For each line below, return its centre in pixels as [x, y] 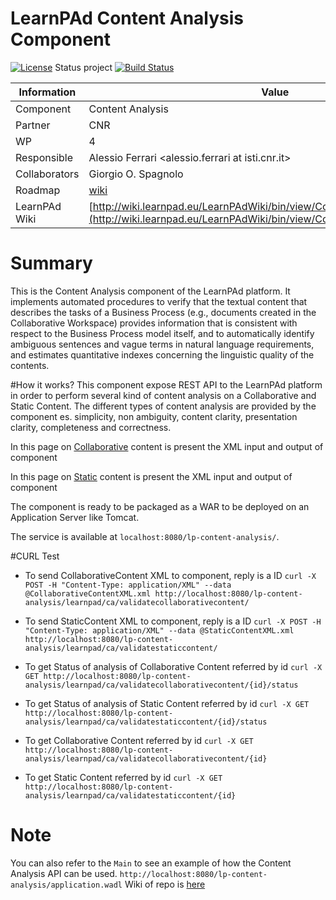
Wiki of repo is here [165, 884]
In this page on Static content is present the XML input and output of [151, 476]
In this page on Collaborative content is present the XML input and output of [167, 446]
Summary [51, 263]
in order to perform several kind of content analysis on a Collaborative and [163, 395]
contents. [30, 365]
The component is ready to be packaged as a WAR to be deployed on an [160, 506]
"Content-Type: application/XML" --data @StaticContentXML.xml [159, 630]
